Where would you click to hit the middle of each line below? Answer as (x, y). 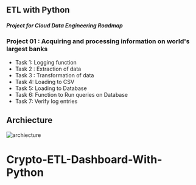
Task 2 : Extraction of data (48, 69)
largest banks (27, 49)
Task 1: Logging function (46, 62)
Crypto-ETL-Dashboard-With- (84, 159)
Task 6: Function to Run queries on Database (72, 94)
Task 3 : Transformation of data (54, 75)
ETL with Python (38, 10)
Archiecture (30, 120)
